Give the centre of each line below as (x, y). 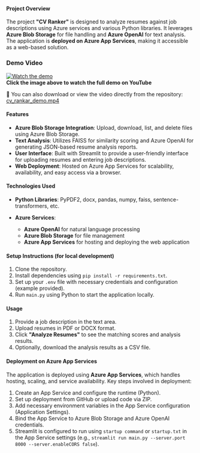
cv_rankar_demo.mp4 (33, 100)
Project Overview (28, 8)
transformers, (32, 206)
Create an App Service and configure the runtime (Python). (88, 393)
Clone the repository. (41, 269)
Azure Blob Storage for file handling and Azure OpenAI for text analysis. (96, 35)
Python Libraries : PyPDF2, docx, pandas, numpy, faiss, (83, 199)
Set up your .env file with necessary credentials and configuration (96, 282)
